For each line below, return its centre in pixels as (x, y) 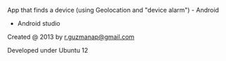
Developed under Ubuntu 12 (48, 50)
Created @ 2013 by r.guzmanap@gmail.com (71, 37)
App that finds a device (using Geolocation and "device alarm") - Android (113, 10)
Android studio (39, 23)
